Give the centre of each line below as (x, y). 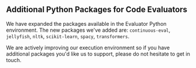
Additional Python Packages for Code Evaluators (97, 10)
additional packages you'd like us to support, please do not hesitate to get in (98, 54)
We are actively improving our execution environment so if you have (88, 47)
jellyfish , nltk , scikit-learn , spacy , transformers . (68, 36)
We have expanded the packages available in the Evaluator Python (86, 23)
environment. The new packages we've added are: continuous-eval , (88, 30)
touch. (14, 60)
